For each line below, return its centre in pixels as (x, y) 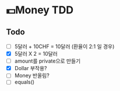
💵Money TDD (40, 10)
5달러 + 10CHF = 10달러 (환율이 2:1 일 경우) (64, 46)
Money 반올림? (32, 75)
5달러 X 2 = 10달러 (36, 54)
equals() (24, 82)
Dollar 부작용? (31, 68)
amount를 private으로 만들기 (47, 61)
